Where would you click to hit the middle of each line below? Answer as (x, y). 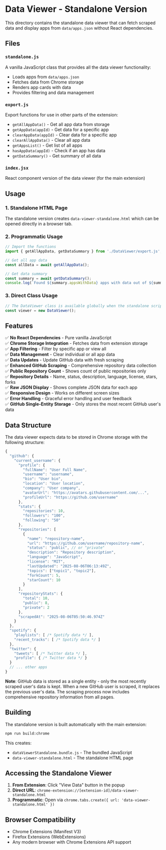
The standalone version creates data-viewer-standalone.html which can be (82, 218)
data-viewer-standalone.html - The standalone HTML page (73, 758)
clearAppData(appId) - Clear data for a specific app (64, 135)
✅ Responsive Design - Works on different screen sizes (62, 393)
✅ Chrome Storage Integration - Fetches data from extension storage (77, 343)
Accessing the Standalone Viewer (59, 773)
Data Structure (28, 425)
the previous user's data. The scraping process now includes (67, 691)
